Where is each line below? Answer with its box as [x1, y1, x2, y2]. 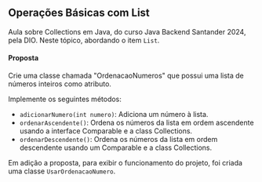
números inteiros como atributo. [8, 79, 112, 89]
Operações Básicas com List [8, 6, 151, 20]
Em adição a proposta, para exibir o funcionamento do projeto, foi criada [8, 158, 243, 168]
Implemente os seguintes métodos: [8, 94, 122, 104]
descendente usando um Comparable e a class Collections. [19, 143, 213, 152]
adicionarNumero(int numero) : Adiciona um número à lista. [19, 110, 209, 119]
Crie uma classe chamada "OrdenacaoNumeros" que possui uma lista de [8, 71, 245, 81]
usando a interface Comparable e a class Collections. [19, 126, 193, 136]
